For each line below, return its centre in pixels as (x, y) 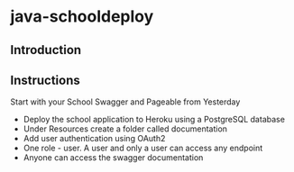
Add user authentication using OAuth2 (94, 139)
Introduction (46, 50)
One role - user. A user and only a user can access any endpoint (143, 148)
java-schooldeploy (82, 17)
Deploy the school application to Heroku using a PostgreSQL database (154, 120)
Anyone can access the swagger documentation (113, 158)
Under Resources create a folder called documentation (125, 129)
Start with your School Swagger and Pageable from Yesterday (125, 102)
